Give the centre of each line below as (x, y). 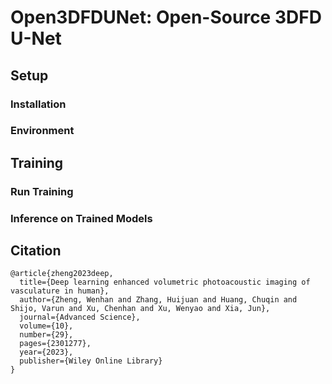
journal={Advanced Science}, (80, 317)
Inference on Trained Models (81, 218)
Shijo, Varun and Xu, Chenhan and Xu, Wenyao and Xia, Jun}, (140, 309)
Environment (42, 131)
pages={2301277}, (55, 344)
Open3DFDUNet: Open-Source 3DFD (166, 17)
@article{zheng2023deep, (62, 274)
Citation (36, 251)
